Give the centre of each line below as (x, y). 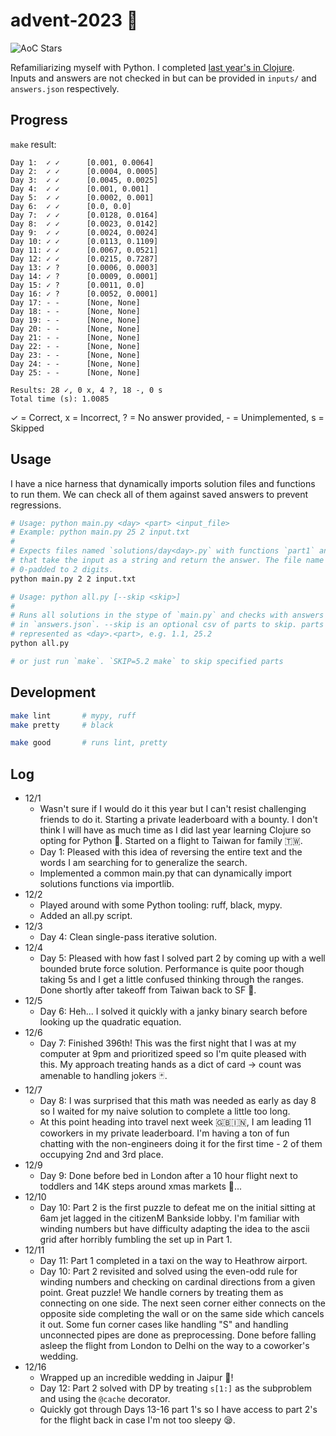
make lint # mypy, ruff (73, 715)
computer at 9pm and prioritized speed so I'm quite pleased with (173, 1054)
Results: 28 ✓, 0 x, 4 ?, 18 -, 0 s (86, 390)
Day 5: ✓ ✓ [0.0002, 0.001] (82, 197)
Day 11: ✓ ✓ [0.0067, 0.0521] (84, 250)
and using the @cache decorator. (105, 1399)
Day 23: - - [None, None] (75, 355)
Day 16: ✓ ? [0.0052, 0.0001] (84, 294)
